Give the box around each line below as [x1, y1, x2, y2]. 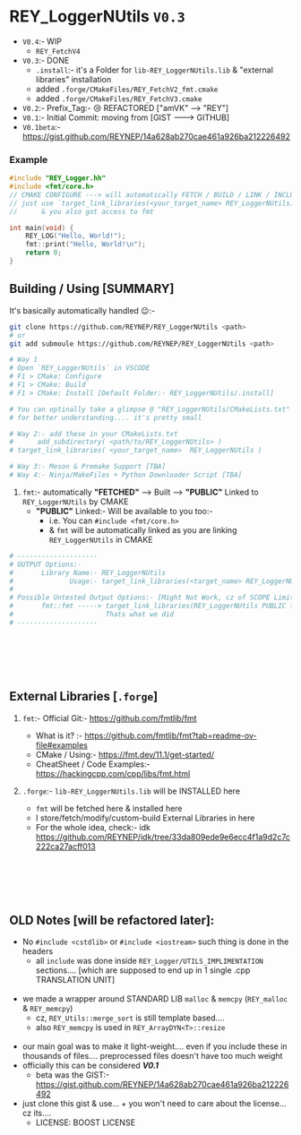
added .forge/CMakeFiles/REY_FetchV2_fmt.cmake [35, 83, 219, 94]
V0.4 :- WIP [21, 36, 63, 47]
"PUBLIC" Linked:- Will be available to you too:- [35, 505, 213, 516]
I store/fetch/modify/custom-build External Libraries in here [35, 813, 255, 823]
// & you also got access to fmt [9, 207, 154, 216]
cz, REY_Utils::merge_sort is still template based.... [35, 1012, 226, 1023]
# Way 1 [9, 356, 39, 365]
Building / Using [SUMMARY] [9, 281, 175, 297]
